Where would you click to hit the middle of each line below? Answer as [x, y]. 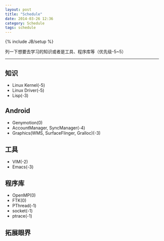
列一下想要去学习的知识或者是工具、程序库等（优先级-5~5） [66, 52]
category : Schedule [25, 23]
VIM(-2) [20, 161]
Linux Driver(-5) [28, 90]
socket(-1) [22, 211]
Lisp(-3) [20, 95]
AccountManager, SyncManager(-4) [49, 128]
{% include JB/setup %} [29, 41]
